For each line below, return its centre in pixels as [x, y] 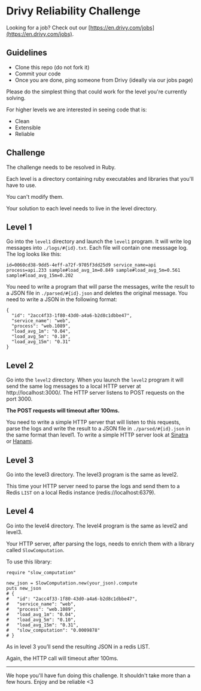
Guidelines [27, 53]
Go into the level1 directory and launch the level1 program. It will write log [99, 241]
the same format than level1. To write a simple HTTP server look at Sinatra [97, 435]
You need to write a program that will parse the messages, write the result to [100, 287]
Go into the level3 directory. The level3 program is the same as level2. [92, 475]
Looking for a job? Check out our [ [48, 28]
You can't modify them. [35, 196]
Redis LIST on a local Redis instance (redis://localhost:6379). [81, 493]
